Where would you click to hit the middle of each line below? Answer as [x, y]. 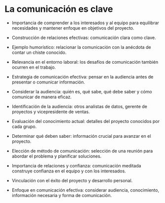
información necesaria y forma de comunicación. [62, 195]
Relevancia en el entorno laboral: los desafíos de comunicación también [85, 62]
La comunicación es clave [59, 9]
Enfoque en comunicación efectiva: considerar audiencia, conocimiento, [85, 190]
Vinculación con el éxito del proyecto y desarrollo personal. [72, 180]
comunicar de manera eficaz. [42, 97]
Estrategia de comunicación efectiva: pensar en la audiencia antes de [82, 77]
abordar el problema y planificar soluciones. [57, 156]
